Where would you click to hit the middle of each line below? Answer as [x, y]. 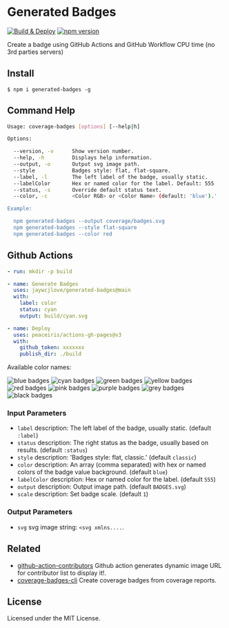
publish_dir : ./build [50, 354]
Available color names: [39, 367]
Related [24, 549]
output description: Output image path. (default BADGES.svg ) [101, 487]
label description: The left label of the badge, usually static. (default [114, 428]
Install [21, 73]
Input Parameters [37, 413]
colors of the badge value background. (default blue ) [92, 472]
